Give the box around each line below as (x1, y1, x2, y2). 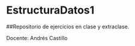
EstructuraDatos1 (6, 4, 95, 17)
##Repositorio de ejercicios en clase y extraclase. (6, 23, 130, 30)
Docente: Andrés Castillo (6, 34, 68, 41)
